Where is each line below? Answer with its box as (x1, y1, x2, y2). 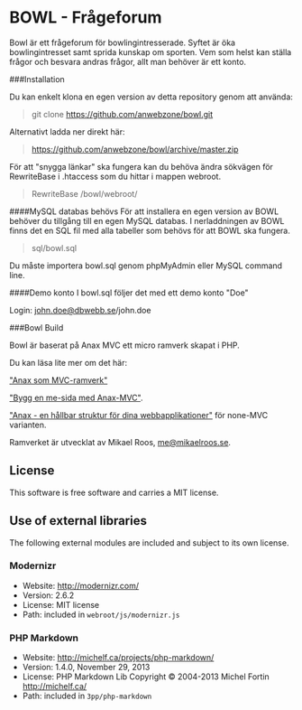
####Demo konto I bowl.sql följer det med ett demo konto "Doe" (9, 287, 250, 298)
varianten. (9, 419, 47, 430)
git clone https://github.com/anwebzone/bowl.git (31, 108, 214, 119)
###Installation (9, 73, 65, 84)
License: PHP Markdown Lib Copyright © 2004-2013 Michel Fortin (22, 671, 270, 682)
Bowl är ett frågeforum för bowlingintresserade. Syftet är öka (9, 37, 236, 48)
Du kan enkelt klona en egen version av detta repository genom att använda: (9, 91, 293, 102)
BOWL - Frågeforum (9, 7, 162, 28)
